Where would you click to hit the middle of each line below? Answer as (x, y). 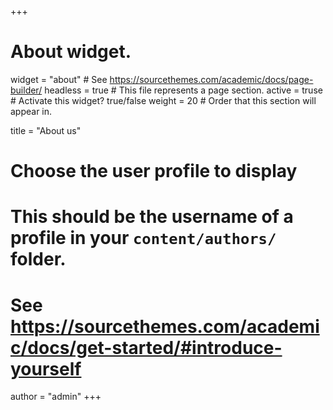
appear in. (31, 111)
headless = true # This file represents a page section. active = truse (183, 90)
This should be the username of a (152, 217)
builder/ (26, 90)
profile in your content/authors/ (143, 238)
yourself (46, 368)
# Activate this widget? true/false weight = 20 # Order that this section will (163, 100)
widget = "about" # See (59, 79)
